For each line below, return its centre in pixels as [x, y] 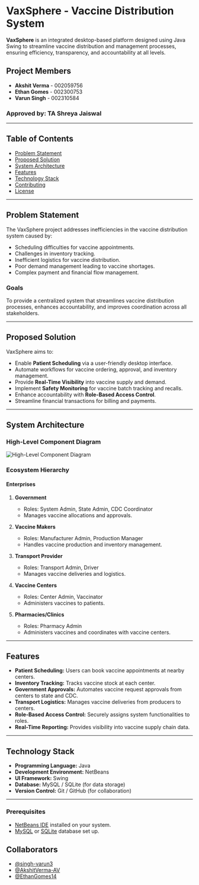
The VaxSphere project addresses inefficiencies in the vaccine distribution [97, 229]
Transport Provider [39, 556]
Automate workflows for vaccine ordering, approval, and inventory [96, 369]
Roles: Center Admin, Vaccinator [63, 597]
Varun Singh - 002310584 [47, 98]
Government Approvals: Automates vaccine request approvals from [98, 690]
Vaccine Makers [35, 527]
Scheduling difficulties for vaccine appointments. [75, 247]
